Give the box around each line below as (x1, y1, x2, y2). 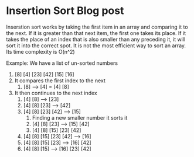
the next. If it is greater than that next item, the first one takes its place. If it (6, 29, 186, 36)
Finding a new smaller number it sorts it (32, 114, 128, 121)
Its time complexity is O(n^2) (6, 48, 75, 55)
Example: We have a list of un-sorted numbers (6, 60, 118, 67)
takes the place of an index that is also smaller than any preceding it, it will (6, 36, 186, 43)
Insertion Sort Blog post (6, 4, 124, 18)
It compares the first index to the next (14, 77, 105, 84)
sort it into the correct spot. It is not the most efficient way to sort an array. (6, 42, 186, 49)
